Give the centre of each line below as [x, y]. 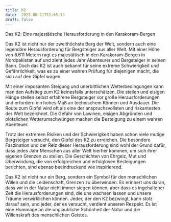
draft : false [19, 19]
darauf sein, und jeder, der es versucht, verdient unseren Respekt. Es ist [81, 204]
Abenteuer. [17, 125]
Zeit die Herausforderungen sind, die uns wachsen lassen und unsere [78, 193]
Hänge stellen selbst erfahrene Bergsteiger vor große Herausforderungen [82, 97]
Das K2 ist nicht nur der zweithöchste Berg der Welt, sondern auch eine [81, 44]
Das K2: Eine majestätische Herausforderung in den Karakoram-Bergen [80, 34]
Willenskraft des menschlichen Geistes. [47, 215]
